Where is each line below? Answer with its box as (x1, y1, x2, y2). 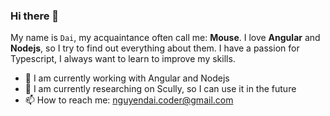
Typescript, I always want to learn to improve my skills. (10, 53, 236, 65)
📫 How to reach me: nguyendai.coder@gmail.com (24, 94, 234, 106)
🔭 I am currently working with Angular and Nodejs (24, 72, 230, 84)
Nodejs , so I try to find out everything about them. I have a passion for (10, 42, 300, 54)
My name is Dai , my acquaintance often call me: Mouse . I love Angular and (10, 32, 321, 44)
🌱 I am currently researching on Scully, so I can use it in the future (24, 83, 297, 95)
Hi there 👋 (10, 9, 60, 23)
